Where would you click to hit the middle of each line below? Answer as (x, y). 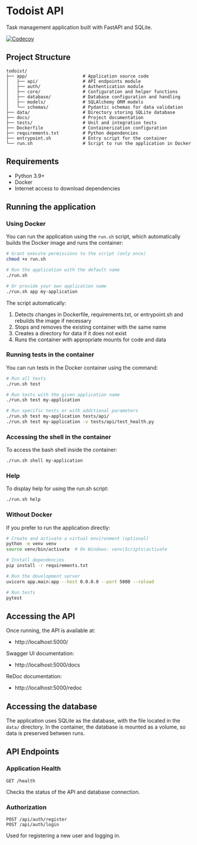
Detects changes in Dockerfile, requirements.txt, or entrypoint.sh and (99, 314)
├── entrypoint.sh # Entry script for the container (87, 138)
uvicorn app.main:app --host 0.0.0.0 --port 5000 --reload (80, 582)
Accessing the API (41, 616)
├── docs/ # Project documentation (75, 117)
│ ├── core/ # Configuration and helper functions (92, 92)
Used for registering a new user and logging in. (63, 836)
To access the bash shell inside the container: (62, 450)
